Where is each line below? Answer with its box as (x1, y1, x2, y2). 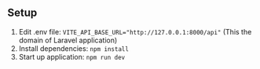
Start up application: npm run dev (18, 52, 126, 61)
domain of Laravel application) (18, 35, 118, 45)
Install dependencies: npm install (18, 43, 129, 53)
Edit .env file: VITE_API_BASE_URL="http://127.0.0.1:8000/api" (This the (18, 27, 252, 36)
